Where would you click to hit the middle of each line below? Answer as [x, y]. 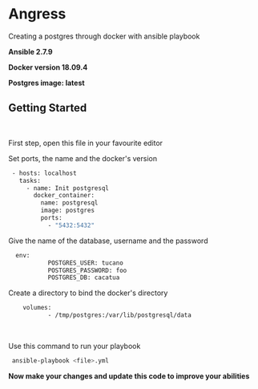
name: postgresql [69, 203]
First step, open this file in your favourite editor [85, 143]
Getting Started [48, 108]
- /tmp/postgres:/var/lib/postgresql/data [120, 315]
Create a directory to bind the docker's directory [88, 293]
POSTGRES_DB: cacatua [84, 278]
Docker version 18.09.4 [48, 67]
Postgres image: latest [47, 83]
